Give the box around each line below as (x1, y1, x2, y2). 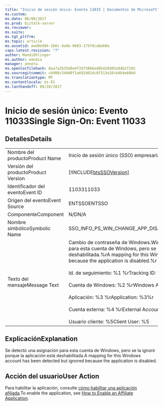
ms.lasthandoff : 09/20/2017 (5, 84, 62, 89)
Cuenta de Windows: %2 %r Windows (68, 281, 154, 288)
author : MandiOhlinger (5, 52, 51, 58)
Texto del (7, 275, 29, 282)
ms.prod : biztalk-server (5, 20, 55, 26)
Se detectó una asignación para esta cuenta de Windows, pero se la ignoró (5, 348, 155, 353)
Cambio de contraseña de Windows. (68, 239, 151, 246)
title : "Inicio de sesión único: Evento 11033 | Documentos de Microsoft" (5, 7, 160, 12)
